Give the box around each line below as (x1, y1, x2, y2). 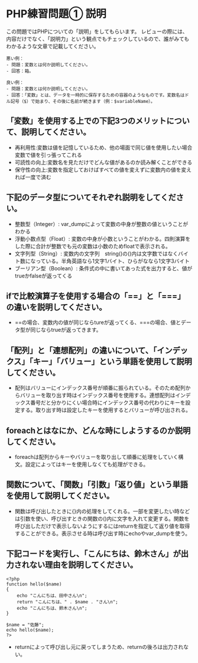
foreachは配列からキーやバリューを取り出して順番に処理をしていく (14, 454, 178, 460)
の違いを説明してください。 (6, 302, 107, 312)
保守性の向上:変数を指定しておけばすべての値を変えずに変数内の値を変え (14, 166, 192, 173)
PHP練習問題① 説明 (6, 7, 106, 21)
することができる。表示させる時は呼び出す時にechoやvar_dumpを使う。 (14, 529, 191, 537)
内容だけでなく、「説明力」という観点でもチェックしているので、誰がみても (6, 35, 190, 42)
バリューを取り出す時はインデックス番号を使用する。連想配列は (20, 392, 176, 399)
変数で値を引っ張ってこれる (14, 151, 83, 159)
